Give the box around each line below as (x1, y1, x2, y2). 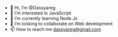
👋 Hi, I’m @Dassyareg (10, 5, 56, 10)
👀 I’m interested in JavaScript (10, 10, 72, 16)
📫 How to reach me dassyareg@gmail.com (10, 26, 101, 32)
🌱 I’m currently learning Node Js (10, 15, 77, 21)
